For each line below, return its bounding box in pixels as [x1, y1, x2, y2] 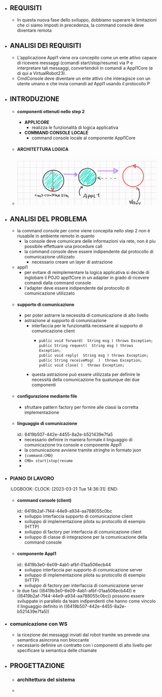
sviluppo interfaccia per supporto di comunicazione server [24, 567, 143, 573]
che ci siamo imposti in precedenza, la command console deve [17, 22, 144, 28]
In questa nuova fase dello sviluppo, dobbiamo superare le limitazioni [17, 17, 157, 23]
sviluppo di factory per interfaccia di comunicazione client [24, 529, 142, 535]
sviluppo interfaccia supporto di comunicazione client [24, 513, 133, 519]
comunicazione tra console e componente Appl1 [24, 442, 122, 448]
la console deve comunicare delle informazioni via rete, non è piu [24, 238, 156, 244]
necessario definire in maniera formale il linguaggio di [24, 436, 133, 443]
